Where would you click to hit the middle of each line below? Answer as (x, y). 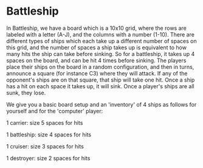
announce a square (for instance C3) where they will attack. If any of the (97, 73)
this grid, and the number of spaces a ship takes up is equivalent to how (97, 47)
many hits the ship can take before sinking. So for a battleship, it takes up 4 (101, 54)
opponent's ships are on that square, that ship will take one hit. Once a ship (101, 80)
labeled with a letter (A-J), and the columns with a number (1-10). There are (100, 34)
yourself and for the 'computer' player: (55, 111)
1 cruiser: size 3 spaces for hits (45, 146)
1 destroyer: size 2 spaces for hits (48, 158)
